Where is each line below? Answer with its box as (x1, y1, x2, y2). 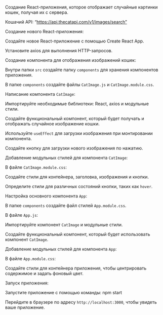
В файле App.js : (5, 212, 39, 218)
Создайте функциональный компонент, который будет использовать (5, 232, 151, 237)
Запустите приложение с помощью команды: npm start (5, 290, 122, 295)
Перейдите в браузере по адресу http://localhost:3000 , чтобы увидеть (5, 299, 157, 305)
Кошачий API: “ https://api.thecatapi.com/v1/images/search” (5, 19, 127, 25)
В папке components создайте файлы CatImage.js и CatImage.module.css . (5, 81, 154, 87)
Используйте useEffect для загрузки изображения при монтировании (5, 130, 153, 136)
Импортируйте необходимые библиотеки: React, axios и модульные (5, 101, 149, 107)
